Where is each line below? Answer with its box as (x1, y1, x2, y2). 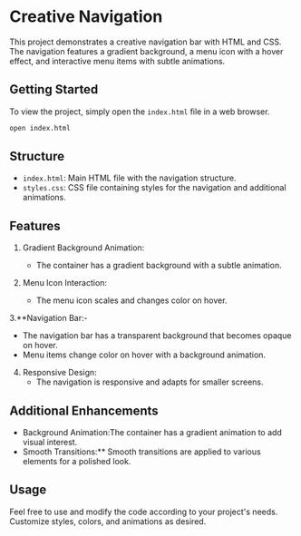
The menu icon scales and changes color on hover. (35, 295, 228, 306)
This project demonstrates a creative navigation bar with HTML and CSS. (9, 36, 282, 47)
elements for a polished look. (22, 456, 131, 467)
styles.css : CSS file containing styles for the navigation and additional (22, 182, 287, 193)
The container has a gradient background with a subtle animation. (35, 260, 283, 271)
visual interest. (22, 437, 78, 448)
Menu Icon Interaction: (22, 278, 107, 288)
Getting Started (9, 82, 99, 97)
